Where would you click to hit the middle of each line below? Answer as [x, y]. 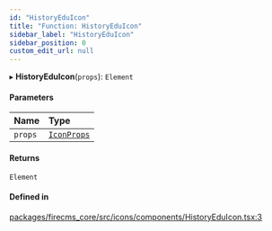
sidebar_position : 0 [48, 43]
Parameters [31, 97]
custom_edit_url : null [52, 51]
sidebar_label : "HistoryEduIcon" [72, 34]
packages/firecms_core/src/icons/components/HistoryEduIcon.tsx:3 [136, 217]
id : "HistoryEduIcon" [50, 18]
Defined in [29, 197]
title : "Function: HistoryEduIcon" [76, 26]
